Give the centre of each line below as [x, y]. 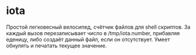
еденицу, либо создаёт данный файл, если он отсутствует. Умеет [88, 39]
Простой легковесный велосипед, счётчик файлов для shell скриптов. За [98, 27]
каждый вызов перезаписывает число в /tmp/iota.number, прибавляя [93, 33]
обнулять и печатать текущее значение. [57, 46]
